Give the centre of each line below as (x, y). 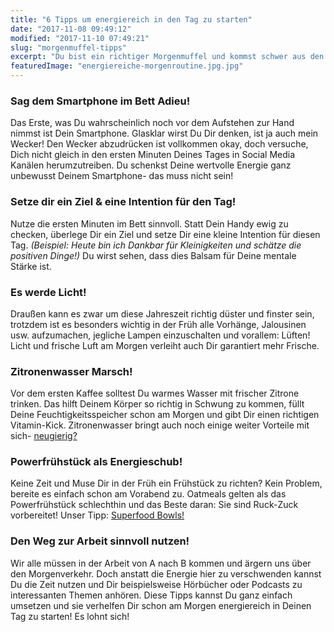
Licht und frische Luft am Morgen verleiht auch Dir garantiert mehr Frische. (165, 345)
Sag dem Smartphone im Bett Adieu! (100, 101)
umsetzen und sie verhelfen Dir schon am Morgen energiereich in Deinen (161, 605)
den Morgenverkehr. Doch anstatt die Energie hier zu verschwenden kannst (166, 573)
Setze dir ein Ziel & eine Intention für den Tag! (123, 202)
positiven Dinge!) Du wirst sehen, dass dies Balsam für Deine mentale (153, 255)
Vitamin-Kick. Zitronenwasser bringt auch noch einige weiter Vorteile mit (160, 425)
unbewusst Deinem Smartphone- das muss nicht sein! (122, 176)
